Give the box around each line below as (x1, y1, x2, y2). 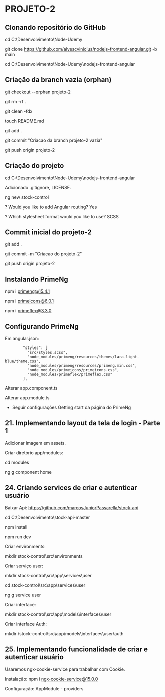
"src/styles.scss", (27, 350, 68, 355)
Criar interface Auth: (5, 621, 47, 627)
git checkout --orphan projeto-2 (5, 89, 71, 95)
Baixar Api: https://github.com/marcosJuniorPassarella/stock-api (5, 504, 139, 511)
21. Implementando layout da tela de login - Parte (5, 419, 161, 427)
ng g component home (5, 469, 52, 475)
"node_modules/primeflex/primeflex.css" (27, 372, 113, 377)
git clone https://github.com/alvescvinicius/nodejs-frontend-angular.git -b (5, 46, 157, 52)
